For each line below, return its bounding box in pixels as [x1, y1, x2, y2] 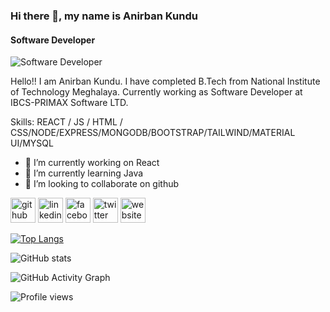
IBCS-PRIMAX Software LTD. [10, 97, 129, 109]
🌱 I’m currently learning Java [24, 167, 144, 179]
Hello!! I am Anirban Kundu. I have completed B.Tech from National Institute [10, 75, 321, 88]
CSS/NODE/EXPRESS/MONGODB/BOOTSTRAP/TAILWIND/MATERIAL [10, 127, 296, 139]
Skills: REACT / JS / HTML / [10, 116, 123, 128]
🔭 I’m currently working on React [24, 157, 160, 169]
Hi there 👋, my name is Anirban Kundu [10, 9, 198, 23]
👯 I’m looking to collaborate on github [24, 178, 180, 190]
